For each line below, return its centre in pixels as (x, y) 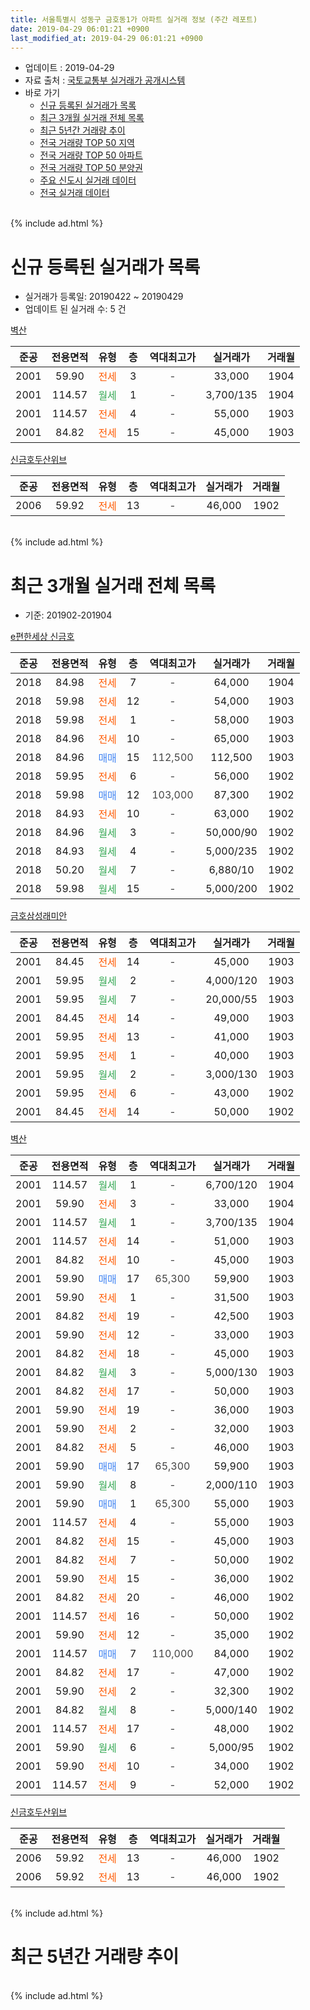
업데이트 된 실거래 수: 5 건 (75, 309)
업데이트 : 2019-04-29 (69, 68)
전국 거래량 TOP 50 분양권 (91, 168)
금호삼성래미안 (39, 916)
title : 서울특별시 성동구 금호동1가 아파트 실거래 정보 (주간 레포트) (134, 19)
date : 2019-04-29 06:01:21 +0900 (80, 29)
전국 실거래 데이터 (74, 193)
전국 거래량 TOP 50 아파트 (91, 155)
